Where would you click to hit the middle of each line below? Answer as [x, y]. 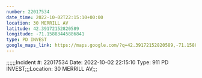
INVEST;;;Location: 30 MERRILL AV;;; [52, 68]
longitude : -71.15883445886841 [45, 34]
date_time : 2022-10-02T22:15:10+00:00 [55, 17]
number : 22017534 [28, 12]
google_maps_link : [29, 46]
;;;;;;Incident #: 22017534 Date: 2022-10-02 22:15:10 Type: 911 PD [87, 62]
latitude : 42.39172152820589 [43, 28]
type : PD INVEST [26, 40]
